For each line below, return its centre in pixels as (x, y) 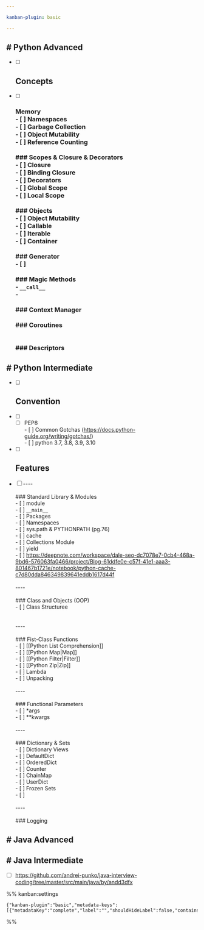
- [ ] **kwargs (32, 717)
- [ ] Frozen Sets (36, 788)
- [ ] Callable (33, 226)
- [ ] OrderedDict (36, 762)
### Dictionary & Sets (42, 743)
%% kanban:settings (32, 893)
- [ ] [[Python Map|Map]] (46, 652)
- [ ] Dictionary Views (42, 749)
